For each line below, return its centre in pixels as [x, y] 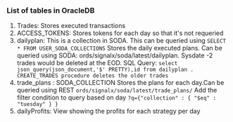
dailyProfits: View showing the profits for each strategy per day [108, 111]
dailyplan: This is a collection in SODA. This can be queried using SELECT [121, 41]
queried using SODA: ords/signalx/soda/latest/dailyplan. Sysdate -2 [115, 55]
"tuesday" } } [37, 104]
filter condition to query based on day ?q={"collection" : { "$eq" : [116, 97]
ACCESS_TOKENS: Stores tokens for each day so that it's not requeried [120, 33]
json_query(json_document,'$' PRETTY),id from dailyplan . [105, 70]
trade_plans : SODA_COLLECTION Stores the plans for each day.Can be [120, 83]
